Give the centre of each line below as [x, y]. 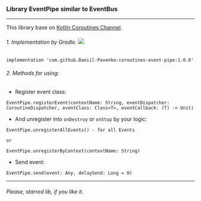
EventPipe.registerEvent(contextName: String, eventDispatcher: [88, 103]
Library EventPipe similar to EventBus [62, 9]
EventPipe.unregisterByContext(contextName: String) [73, 151]
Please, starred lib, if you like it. [45, 192]
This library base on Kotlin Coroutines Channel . [64, 28]
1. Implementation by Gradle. [42, 42]
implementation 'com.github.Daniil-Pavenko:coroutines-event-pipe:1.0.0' [100, 60]
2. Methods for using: [33, 73]
